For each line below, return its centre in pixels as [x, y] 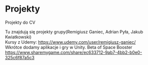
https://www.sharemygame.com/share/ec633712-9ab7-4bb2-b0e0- [74, 52]
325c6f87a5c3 [20, 57]
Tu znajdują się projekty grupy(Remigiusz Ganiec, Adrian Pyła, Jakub [74, 32]
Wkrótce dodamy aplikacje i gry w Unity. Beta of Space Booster [69, 47]
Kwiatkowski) [18, 37]
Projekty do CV [20, 22]
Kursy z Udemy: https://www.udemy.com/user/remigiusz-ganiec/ [71, 42]
